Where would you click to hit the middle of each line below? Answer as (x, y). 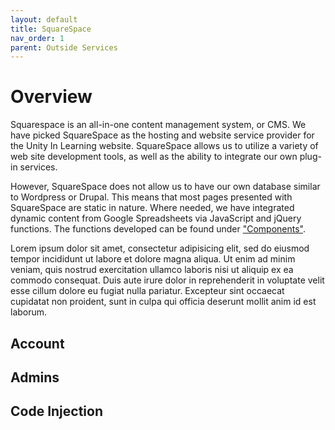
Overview (51, 97)
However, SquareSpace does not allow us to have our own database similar (165, 187)
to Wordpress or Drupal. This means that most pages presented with (151, 197)
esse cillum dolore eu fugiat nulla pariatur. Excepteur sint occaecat (147, 291)
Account (37, 343)
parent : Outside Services (64, 47)
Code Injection (56, 411)
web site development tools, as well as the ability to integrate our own (154, 157)
